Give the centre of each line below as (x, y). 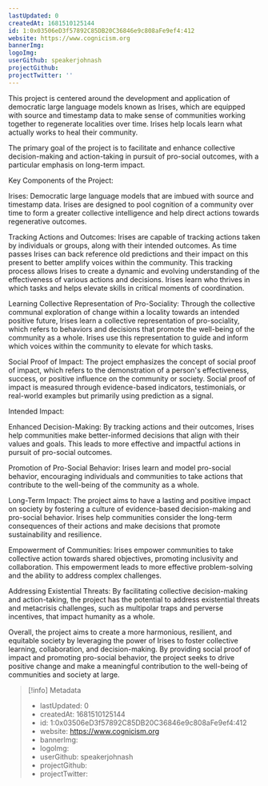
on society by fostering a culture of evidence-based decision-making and (130, 509)
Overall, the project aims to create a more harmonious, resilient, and (120, 632)
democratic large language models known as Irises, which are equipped (127, 107)
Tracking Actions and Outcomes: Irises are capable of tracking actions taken (134, 236)
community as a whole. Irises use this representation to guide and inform (128, 337)
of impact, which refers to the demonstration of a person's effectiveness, (129, 370)
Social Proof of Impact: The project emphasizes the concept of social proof (132, 361)
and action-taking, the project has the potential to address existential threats (134, 599)
